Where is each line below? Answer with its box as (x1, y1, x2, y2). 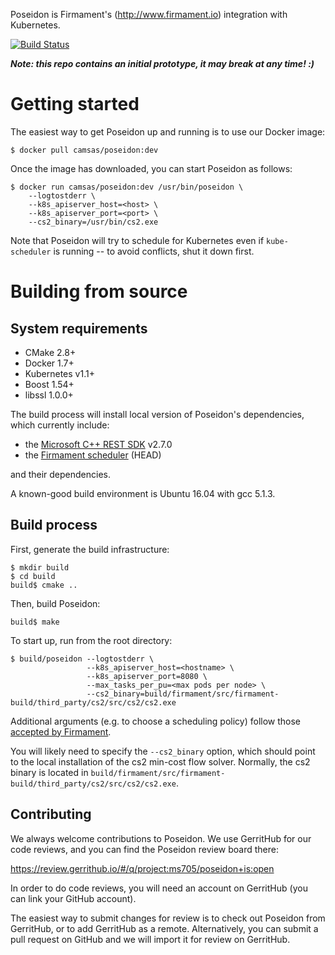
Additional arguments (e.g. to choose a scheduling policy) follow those (10, 715, 302, 727)
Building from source (10, 280, 188, 303)
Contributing (10, 806, 92, 823)
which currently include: (10, 419, 110, 431)
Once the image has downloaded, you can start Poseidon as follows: (10, 162, 293, 174)
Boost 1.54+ (24, 378, 75, 390)
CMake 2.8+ (24, 346, 77, 358)
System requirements (10, 320, 148, 337)
